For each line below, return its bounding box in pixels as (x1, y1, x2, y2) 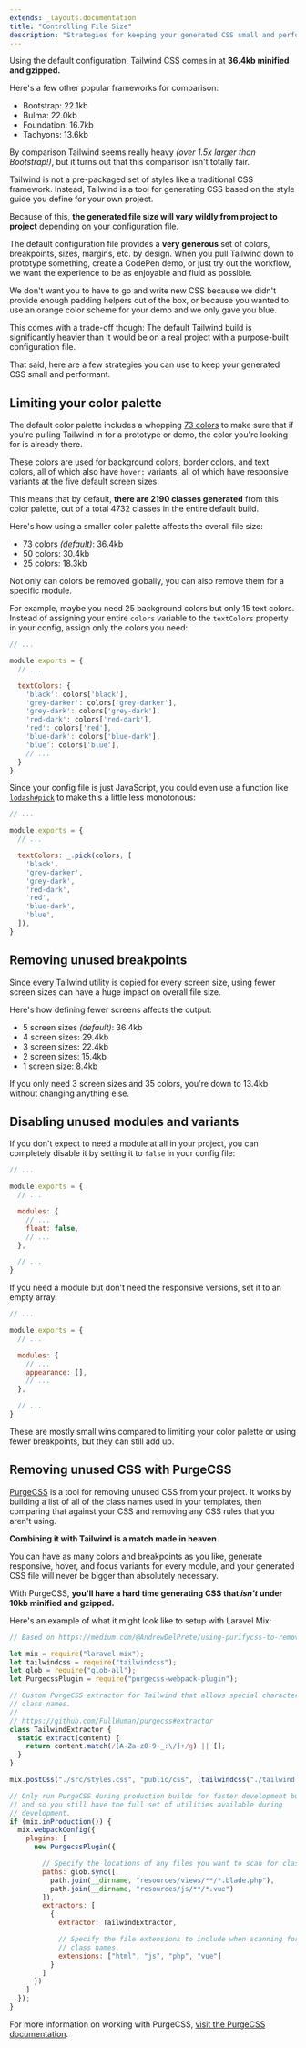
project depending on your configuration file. (9, 220, 179, 232)
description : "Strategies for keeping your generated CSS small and (9, 30, 275, 39)
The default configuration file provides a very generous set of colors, (9, 239, 270, 250)
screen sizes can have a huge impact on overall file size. (9, 986, 221, 998)
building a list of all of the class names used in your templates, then (9, 1496, 262, 1507)
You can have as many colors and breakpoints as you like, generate (9, 1551, 262, 1562)
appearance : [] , (25, 1367, 88, 1377)
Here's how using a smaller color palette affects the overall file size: (9, 521, 264, 532)
